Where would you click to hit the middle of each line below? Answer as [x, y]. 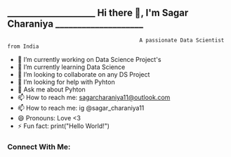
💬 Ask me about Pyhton [51, 89]
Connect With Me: [39, 146]
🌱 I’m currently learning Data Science [71, 67]
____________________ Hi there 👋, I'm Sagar [98, 13]
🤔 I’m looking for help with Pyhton [66, 82]
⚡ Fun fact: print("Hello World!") [64, 126]
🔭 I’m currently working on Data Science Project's [89, 59]
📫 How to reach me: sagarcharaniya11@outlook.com [94, 97]
